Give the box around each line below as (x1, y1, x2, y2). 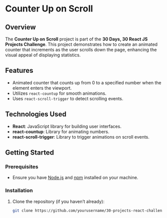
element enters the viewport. (12, 85, 72, 91)
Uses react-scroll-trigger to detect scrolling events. (12, 95, 124, 101)
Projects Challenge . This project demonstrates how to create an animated (5, 41, 158, 47)
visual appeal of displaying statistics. (5, 52, 81, 58)
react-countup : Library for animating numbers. (12, 128, 110, 135)
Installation (5, 187, 33, 194)
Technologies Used (5, 110, 66, 119)
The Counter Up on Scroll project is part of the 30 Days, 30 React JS (5, 36, 148, 42)
